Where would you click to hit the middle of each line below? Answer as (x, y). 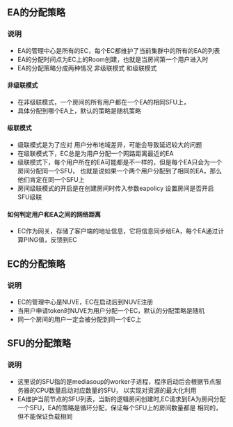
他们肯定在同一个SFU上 (51, 180)
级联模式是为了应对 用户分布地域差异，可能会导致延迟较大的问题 (110, 145)
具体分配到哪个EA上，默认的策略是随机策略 (79, 111)
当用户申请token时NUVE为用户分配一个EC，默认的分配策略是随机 (111, 310)
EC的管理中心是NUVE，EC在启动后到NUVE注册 (85, 302)
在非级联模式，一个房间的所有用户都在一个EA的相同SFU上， (103, 102)
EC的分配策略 (37, 264)
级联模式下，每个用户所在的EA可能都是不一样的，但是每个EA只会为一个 (120, 162)
